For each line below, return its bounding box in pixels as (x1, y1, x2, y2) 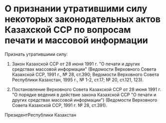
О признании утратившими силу (4, 3, 148, 14)
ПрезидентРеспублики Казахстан (4, 112, 77, 118)
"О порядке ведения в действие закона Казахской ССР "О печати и (11, 92, 157, 98)
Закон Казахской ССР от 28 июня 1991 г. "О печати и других (11, 61, 141, 67)
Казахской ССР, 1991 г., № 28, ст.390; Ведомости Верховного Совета (11, 71, 159, 77)
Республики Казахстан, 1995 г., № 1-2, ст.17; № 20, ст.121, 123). (11, 77, 144, 83)
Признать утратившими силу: (4, 51, 68, 57)
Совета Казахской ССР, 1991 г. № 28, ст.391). (11, 102, 108, 108)
